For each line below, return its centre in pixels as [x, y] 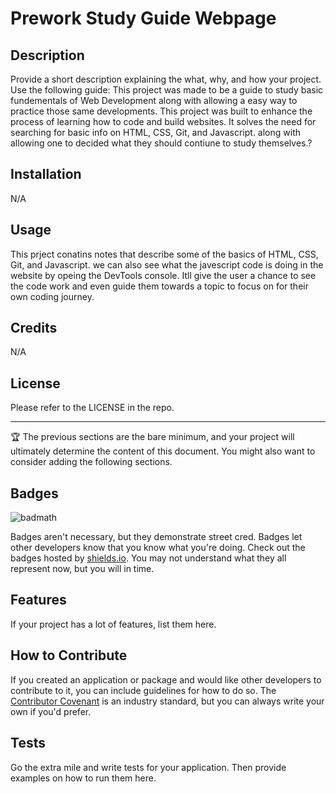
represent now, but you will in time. [82, 569]
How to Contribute [69, 655]
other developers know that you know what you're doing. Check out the [158, 548]
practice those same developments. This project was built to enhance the [161, 111]
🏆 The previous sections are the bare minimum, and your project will [152, 437]
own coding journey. [52, 296]
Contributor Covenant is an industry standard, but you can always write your [167, 701]
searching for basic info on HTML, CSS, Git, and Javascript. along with [156, 132]
